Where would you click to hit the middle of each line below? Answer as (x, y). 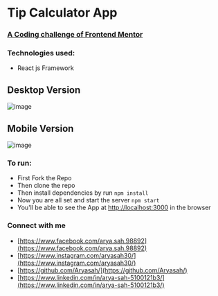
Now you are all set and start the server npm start (88, 200)
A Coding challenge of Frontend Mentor (75, 35)
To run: (20, 163)
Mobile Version (40, 129)
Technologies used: (41, 53)
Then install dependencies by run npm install (83, 193)
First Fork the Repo (44, 178)
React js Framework (45, 68)
